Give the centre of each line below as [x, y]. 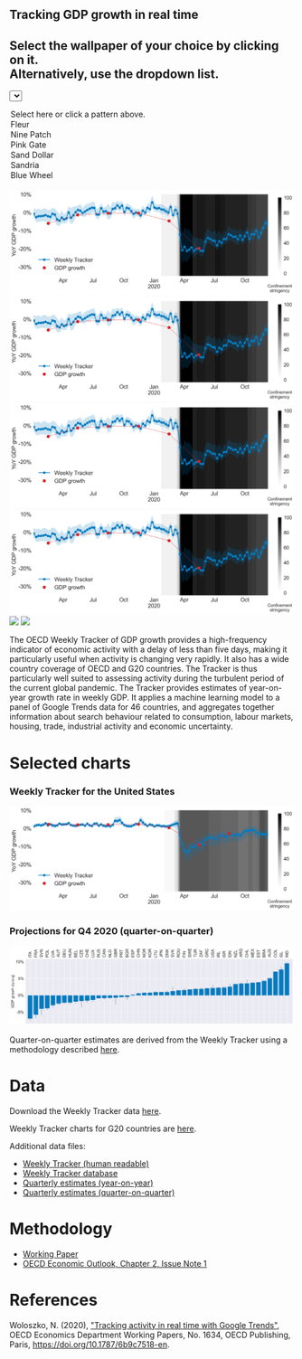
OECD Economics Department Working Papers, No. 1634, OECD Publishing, [150, 1335]
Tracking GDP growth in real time [104, 15]
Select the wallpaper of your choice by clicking [144, 46]
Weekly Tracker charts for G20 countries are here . [103, 1128]
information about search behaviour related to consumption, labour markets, [151, 717]
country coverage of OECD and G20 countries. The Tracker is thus [133, 669]
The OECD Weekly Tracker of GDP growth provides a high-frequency [138, 640]
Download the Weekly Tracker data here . [85, 1110]
